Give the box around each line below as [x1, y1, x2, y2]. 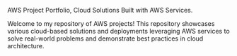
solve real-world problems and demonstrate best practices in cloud [7, 34, 204, 43]
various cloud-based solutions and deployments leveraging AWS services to [7, 27, 230, 35]
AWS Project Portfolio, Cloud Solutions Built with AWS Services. [7, 6, 193, 14]
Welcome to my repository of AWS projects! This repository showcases [7, 20, 215, 27]
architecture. [7, 42, 45, 50]
